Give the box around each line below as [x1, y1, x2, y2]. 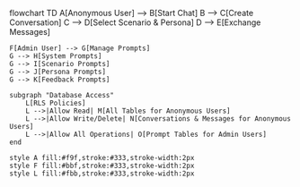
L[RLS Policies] [25, 98, 87, 107]
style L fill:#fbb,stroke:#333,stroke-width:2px [9, 169, 195, 178]
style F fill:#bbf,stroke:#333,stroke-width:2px [9, 161, 195, 170]
